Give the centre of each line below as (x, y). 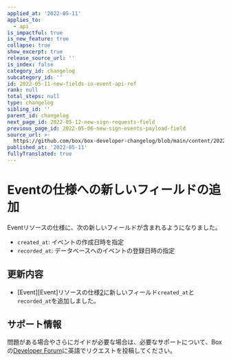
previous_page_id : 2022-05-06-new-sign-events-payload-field (97, 128)
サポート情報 (34, 324)
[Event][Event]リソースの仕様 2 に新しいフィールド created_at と (106, 292)
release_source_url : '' (41, 58)
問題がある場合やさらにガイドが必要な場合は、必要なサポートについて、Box (114, 342)
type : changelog (30, 103)
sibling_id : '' (29, 109)
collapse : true (29, 45)
